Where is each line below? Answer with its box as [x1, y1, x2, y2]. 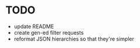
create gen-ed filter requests [13, 29, 84, 36]
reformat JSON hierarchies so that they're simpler [13, 35, 134, 42]
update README [13, 23, 54, 30]
